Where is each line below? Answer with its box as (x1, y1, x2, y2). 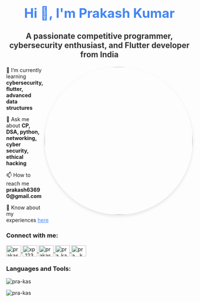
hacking (6, 160, 27, 167)
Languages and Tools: (6, 264, 71, 272)
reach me (6, 180, 30, 187)
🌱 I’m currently (6, 67, 42, 74)
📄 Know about (6, 204, 41, 211)
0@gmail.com (6, 193, 42, 200)
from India (80, 50, 119, 60)
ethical (6, 154, 24, 161)
